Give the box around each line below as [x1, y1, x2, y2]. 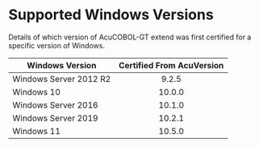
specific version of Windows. [8, 40, 105, 50]
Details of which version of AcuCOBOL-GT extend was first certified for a [8, 32, 252, 42]
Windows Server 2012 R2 [12, 73, 111, 84]
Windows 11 [12, 125, 61, 137]
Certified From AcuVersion [118, 59, 224, 71]
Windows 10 [12, 86, 61, 97]
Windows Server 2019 [12, 112, 98, 124]
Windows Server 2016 [12, 99, 98, 110]
